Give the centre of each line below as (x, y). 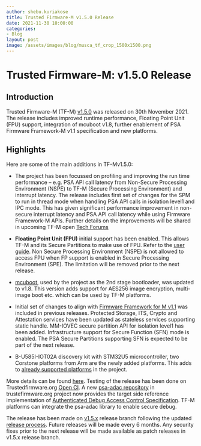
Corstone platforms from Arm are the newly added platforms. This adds (103, 363)
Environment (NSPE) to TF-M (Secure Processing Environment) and (98, 188)
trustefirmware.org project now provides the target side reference (88, 394)
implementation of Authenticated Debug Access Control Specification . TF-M (100, 400)
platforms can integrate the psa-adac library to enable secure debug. (91, 406)
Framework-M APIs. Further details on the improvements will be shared (103, 221)
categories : (21, 29)
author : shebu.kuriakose (37, 12)
